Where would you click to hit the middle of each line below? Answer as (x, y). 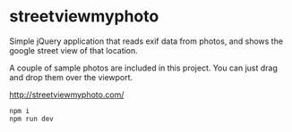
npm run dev (31, 119)
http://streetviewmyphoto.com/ (67, 95)
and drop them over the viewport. (71, 77)
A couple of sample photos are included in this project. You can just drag (143, 68)
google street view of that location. (74, 50)
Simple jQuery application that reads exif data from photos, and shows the (146, 41)
